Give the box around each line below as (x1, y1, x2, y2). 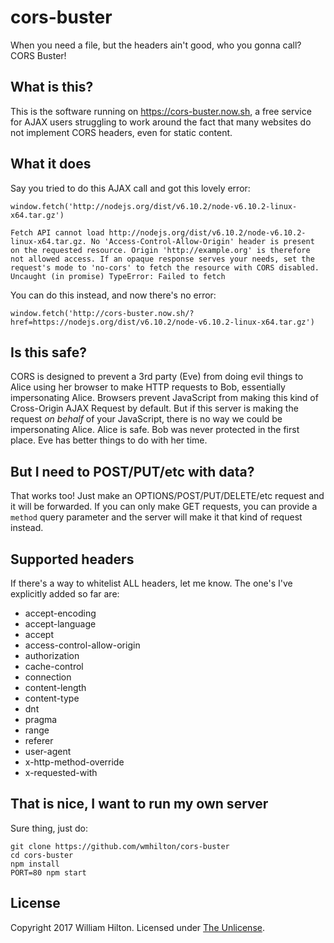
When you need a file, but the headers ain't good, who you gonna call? (10, 39, 302, 51)
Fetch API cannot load (10, 227, 105, 238)
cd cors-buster (10, 850, 74, 860)
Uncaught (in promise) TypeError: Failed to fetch (10, 271, 226, 281)
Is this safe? (10, 344, 87, 361)
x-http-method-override (24, 756, 125, 768)
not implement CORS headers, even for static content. (10, 126, 233, 138)
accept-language (24, 618, 97, 630)
